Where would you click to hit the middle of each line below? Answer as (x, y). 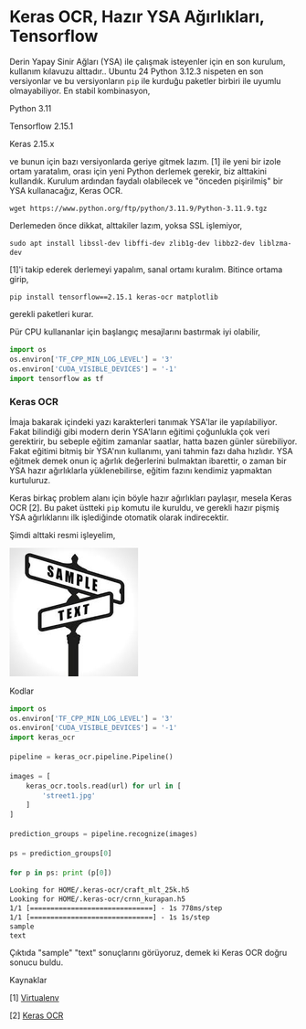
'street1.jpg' (69, 796)
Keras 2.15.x (32, 143)
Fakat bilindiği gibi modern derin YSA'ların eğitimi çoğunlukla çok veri (140, 431)
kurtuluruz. (30, 480)
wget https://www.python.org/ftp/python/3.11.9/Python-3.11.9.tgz (138, 208)
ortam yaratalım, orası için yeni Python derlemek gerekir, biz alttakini (138, 171)
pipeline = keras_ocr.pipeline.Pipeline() (91, 757)
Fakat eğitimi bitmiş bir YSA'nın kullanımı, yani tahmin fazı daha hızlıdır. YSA (152, 451)
